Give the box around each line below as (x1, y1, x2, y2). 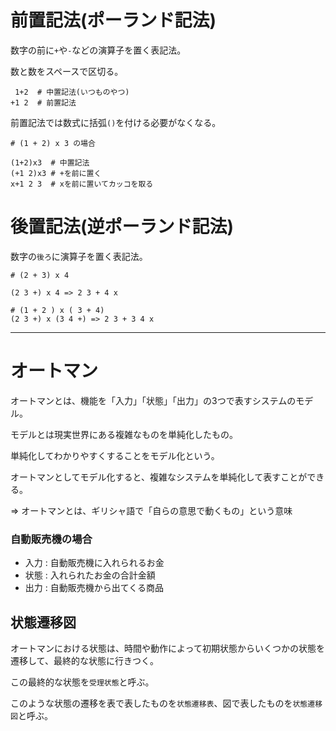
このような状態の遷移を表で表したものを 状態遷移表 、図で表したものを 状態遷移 (10, 697, 323, 709)
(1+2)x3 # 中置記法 (10, 157, 90, 168)
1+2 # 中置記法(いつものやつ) (14, 87, 130, 97)
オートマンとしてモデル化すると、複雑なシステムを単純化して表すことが (10, 471, 308, 483)
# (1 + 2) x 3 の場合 (10, 138, 96, 148)
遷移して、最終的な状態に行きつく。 (10, 654, 159, 666)
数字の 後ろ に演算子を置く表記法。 (10, 250, 148, 262)
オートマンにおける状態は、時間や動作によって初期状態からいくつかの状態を (10, 642, 325, 654)
